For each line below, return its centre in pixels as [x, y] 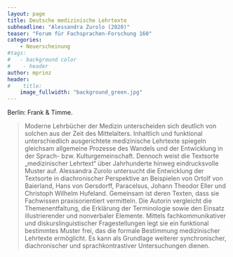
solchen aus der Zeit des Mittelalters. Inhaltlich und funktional [113, 134]
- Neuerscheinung [45, 46]
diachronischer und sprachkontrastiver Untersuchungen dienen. [117, 246]
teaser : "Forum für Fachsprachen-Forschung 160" [80, 33]
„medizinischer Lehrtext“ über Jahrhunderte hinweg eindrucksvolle [121, 163]
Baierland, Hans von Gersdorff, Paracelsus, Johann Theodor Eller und [125, 186]
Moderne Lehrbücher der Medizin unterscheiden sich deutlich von [120, 126]
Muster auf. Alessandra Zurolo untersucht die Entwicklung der [114, 171]
